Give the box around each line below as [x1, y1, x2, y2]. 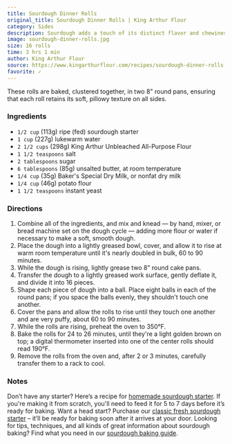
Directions [7, 204, 43, 213]
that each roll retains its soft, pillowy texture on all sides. [7, 94, 167, 103]
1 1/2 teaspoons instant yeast [17, 186, 102, 195]
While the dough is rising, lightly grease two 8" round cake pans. [17, 264, 202, 272]
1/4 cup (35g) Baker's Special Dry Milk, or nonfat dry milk [17, 171, 182, 180]
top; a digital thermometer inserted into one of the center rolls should [17, 337, 214, 346]
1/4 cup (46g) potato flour [17, 179, 92, 187]
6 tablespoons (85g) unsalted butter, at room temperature [17, 164, 182, 172]
